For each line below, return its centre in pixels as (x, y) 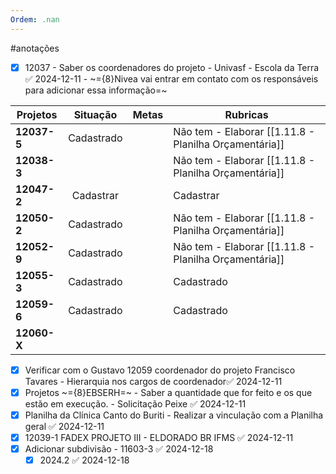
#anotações (35, 48)
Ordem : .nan (35, 19)
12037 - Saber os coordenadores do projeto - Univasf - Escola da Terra (172, 67)
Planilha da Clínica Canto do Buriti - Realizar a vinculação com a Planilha (174, 415)
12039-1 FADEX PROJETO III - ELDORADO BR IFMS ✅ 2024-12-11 (159, 437)
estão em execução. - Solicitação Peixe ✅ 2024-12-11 (135, 403)
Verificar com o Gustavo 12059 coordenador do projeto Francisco (160, 370)
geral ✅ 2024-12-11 (64, 426)
